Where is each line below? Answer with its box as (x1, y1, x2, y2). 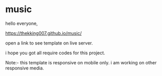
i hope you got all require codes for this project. (5, 50, 106, 56)
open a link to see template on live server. (5, 40, 93, 46)
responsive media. (5, 65, 44, 71)
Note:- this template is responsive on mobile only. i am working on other (5, 59, 157, 65)
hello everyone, (5, 20, 38, 26)
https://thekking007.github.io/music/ (5, 30, 82, 36)
